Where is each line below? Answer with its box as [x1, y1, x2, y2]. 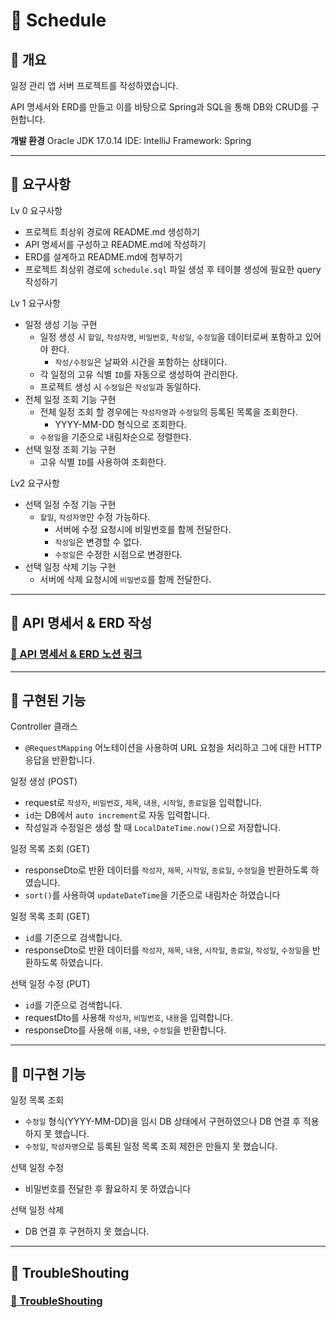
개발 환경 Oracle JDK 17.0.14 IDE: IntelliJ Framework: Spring [10, 135, 252, 146]
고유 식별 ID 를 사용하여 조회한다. [39, 455, 167, 468]
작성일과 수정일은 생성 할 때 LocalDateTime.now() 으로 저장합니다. [24, 822, 282, 834]
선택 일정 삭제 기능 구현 [24, 560, 117, 573]
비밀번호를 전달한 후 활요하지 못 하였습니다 [24, 1183, 192, 1195]
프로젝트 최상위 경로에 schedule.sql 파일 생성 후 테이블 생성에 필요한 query [24, 263, 322, 275]
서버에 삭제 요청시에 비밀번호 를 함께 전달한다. [39, 573, 212, 585]
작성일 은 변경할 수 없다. [54, 535, 143, 548]
